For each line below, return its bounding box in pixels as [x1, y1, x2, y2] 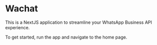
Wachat [5, 3, 39, 14]
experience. [5, 24, 30, 30]
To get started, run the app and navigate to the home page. [5, 34, 127, 40]
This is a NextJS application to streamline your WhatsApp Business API [5, 19, 152, 25]
